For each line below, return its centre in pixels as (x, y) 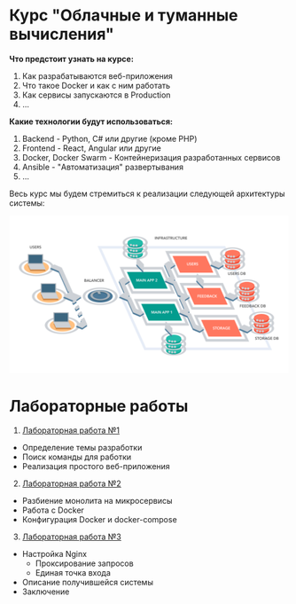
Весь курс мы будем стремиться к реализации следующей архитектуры (147, 193)
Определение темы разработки (82, 448)
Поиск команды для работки (76, 457)
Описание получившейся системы (87, 583)
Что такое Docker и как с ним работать (96, 85)
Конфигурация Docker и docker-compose (99, 520)
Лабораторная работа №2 (71, 483)
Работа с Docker (53, 510)
